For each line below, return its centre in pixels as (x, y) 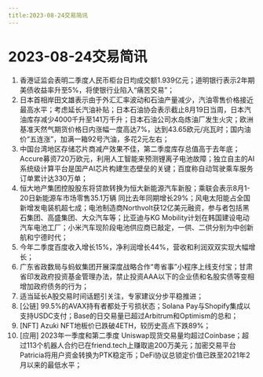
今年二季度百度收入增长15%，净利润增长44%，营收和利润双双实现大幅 (134, 247)
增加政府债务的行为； (54, 286)
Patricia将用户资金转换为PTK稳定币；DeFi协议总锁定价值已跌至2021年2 (135, 355)
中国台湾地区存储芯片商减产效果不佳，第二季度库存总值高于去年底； (130, 148)
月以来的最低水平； (51, 364)
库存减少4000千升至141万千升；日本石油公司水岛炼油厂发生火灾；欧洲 (140, 119)
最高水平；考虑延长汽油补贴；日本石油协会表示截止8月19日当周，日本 (132, 109)
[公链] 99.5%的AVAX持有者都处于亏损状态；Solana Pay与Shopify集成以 (135, 306)
